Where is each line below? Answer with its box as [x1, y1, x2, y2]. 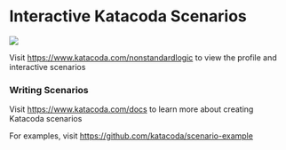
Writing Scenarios [9, 83, 89, 96]
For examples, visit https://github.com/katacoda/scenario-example [9, 130, 253, 141]
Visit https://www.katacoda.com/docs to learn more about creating [9, 104, 254, 114]
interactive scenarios [9, 61, 86, 72]
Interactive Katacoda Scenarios [9, 6, 247, 27]
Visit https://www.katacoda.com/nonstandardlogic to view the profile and [9, 51, 277, 63]
